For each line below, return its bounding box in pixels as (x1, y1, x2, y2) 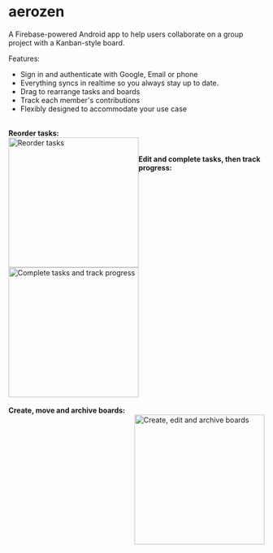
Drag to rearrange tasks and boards (19, 86, 141, 96)
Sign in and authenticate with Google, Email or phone (19, 69, 198, 79)
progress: (138, 162, 172, 172)
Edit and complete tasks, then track (138, 153, 261, 164)
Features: (8, 54, 41, 63)
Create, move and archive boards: (8, 405, 126, 415)
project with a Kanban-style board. (8, 37, 125, 47)
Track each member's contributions (19, 95, 141, 105)
